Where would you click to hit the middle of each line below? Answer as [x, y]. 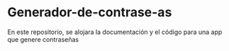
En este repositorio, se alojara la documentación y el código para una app [115, 32]
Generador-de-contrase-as [90, 12]
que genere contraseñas [43, 39]
